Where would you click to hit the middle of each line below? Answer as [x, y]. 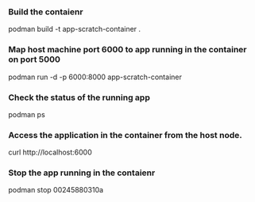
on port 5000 [35, 59]
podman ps [27, 114]
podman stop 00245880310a [56, 190]
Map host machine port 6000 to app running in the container [127, 50]
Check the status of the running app [79, 97]
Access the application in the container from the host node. [125, 135]
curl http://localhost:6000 [50, 152]
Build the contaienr [46, 12]
